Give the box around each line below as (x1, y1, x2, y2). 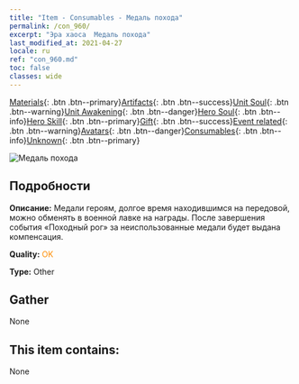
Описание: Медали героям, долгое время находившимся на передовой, (9, 202, 290, 213)
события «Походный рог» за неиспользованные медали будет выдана (9, 222, 281, 233)
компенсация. (9, 231, 64, 242)
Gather (9, 292, 50, 307)
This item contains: (9, 342, 120, 357)
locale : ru (9, 47, 50, 56)
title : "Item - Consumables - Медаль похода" (9, 13, 183, 23)
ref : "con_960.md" (9, 55, 78, 64)
